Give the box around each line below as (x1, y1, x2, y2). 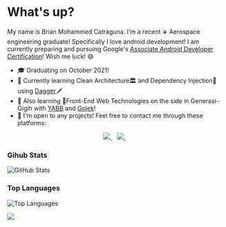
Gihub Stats (7, 150, 48, 160)
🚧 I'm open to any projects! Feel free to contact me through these (17, 111, 203, 120)
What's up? (7, 4, 75, 20)
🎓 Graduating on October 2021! (17, 66, 109, 74)
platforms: (17, 118, 47, 127)
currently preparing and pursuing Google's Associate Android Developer (7, 44, 214, 53)
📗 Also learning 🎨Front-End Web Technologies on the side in (17, 96, 189, 105)
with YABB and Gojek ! (33, 104, 96, 112)
